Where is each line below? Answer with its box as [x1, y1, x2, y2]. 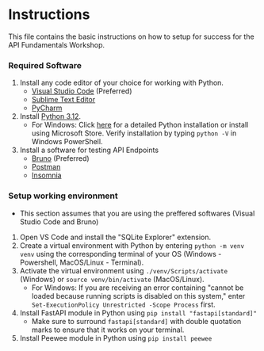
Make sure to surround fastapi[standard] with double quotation [31, 316, 242, 326]
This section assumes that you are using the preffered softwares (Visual [19, 208, 255, 218]
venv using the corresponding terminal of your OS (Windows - [19, 249, 222, 258]
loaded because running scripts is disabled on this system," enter [31, 291, 246, 300]
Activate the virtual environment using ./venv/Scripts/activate [19, 265, 228, 275]
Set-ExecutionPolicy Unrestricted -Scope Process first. [31, 299, 216, 309]
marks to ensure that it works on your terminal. [31, 325, 185, 334]
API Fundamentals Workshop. [8, 40, 105, 49]
